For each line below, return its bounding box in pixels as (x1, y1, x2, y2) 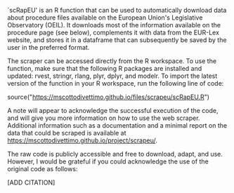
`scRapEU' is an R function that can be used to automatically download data (7, 6, 227, 14)
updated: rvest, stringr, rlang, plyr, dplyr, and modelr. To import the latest (7, 72, 218, 80)
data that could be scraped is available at (7, 129, 126, 137)
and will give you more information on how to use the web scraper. (7, 114, 200, 122)
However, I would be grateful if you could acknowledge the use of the (7, 157, 209, 166)
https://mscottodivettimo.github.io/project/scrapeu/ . (7, 136, 158, 145)
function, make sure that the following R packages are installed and (7, 65, 202, 72)
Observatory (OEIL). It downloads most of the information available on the (7, 21, 221, 29)
